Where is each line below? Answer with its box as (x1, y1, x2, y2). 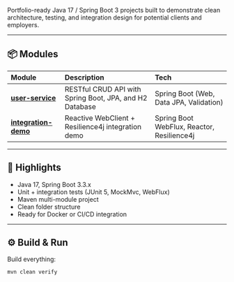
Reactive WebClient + (64, 113, 136, 123)
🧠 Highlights (7, 162, 61, 174)
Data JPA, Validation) (154, 97, 224, 107)
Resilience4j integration (64, 121, 141, 131)
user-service (10, 93, 56, 103)
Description (64, 73, 104, 82)
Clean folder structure (17, 202, 81, 211)
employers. (7, 21, 40, 29)
